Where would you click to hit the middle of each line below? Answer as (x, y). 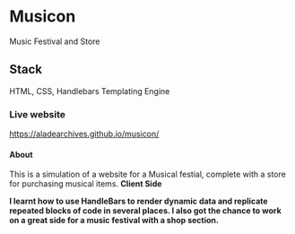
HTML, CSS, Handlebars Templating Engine (90, 91)
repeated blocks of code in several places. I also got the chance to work (146, 211)
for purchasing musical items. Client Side (86, 184)
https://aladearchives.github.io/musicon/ (84, 134)
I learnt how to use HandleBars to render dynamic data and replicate (139, 201)
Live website (37, 114)
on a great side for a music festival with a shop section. (114, 221)
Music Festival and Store (55, 41)
